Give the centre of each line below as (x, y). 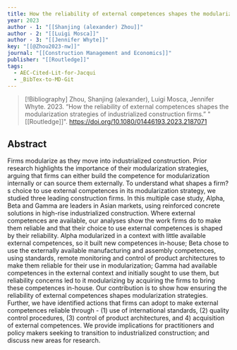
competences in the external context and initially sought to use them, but (113, 273)
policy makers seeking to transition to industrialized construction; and (108, 333)
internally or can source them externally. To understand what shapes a (110, 183)
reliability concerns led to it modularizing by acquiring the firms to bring (111, 281)
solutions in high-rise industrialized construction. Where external (101, 213)
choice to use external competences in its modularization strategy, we (114, 191)
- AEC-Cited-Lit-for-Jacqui (55, 73)
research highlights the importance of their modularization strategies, (108, 168)
